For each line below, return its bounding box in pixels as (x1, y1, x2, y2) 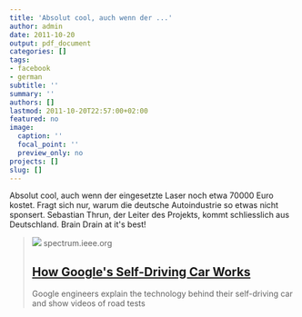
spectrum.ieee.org (43, 238, 113, 249)
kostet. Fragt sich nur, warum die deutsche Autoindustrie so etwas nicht (9, 200, 279, 211)
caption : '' (17, 132, 64, 141)
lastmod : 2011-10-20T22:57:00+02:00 (9, 106, 148, 115)
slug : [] (9, 165, 43, 174)
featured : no (9, 114, 59, 124)
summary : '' (9, 89, 55, 98)
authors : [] (9, 97, 55, 107)
